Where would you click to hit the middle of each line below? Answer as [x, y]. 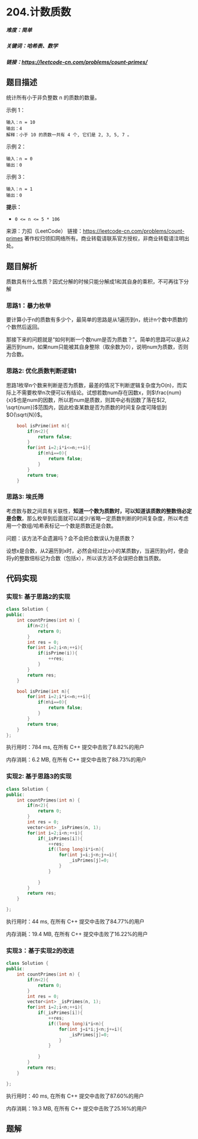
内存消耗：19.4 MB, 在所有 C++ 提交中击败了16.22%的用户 [77, 934]
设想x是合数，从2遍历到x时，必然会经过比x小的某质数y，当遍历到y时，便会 [98, 551]
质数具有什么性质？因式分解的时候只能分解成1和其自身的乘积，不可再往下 [95, 282]
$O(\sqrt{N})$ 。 [26, 414]
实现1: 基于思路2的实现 [38, 597]
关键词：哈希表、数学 [32, 46]
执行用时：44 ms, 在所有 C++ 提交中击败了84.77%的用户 [75, 922]
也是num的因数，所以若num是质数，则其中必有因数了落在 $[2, [92, 400]
